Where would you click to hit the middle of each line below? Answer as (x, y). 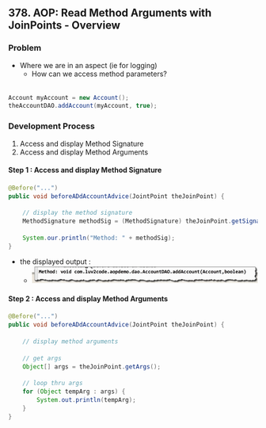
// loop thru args (53, 384)
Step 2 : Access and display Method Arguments (88, 298)
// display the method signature (78, 213)
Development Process (51, 126)
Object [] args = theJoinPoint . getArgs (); (91, 367)
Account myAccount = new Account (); (68, 97)
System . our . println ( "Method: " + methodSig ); (99, 238)
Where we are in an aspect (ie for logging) (88, 65)
